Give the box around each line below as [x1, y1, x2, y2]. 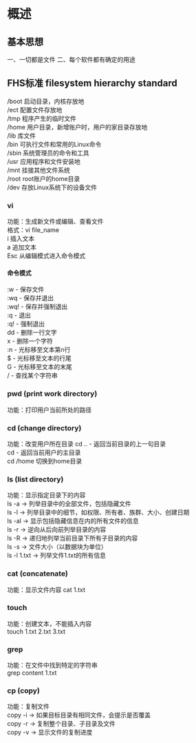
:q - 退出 [7, 311, 31, 320]
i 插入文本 [7, 235, 35, 243]
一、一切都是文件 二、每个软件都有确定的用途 [7, 56, 135, 63]
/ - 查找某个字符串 [7, 371, 58, 379]
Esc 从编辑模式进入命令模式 [7, 252, 86, 260]
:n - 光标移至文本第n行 [7, 346, 71, 354]
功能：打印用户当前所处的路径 [7, 406, 91, 414]
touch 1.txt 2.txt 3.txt [7, 627, 66, 636]
